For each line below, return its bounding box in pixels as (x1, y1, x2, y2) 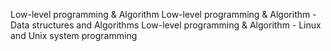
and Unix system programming (10, 30, 138, 41)
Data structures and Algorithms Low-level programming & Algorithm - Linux (10, 19, 322, 31)
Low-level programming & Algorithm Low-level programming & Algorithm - (10, 9, 317, 20)
